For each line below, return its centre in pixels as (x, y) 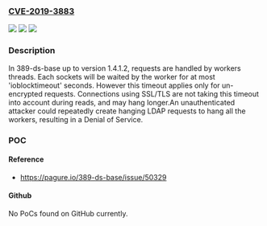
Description (32, 51)
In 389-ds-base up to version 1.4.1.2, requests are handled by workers (125, 68)
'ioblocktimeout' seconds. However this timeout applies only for (114, 85)
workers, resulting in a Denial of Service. (76, 119)
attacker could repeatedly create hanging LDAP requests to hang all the (127, 111)
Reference (26, 159)
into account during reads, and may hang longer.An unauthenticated (122, 102)
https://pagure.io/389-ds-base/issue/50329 (93, 177)
